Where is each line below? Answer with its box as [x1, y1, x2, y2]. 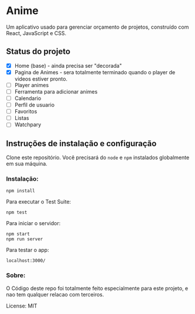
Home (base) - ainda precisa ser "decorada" [14, 62, 122, 69]
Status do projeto [6, 47, 71, 57]
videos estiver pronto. [14, 75, 68, 82]
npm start [6, 231, 30, 237]
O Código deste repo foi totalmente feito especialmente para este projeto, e [6, 285, 189, 292]
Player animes [14, 81, 49, 88]
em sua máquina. [6, 160, 48, 167]
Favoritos [14, 108, 37, 115]
